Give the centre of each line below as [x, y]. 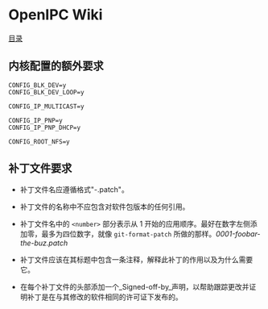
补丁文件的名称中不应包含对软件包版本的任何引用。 [105, 207]
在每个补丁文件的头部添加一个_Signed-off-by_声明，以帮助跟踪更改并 [134, 286]
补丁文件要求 [40, 168]
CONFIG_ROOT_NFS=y [39, 142]
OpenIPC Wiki [56, 15]
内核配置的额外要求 [56, 66]
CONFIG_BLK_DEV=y [37, 85]
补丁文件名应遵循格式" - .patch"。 [74, 189]
